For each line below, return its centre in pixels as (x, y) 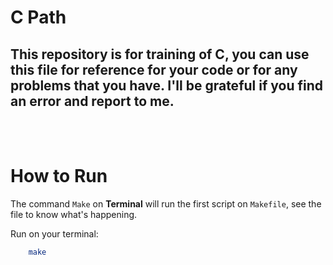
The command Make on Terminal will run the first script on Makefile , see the (166, 203)
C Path (38, 17)
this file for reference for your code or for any (154, 69)
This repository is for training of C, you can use (160, 54)
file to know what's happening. (74, 214)
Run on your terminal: (54, 233)
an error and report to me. (92, 101)
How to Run (59, 176)
